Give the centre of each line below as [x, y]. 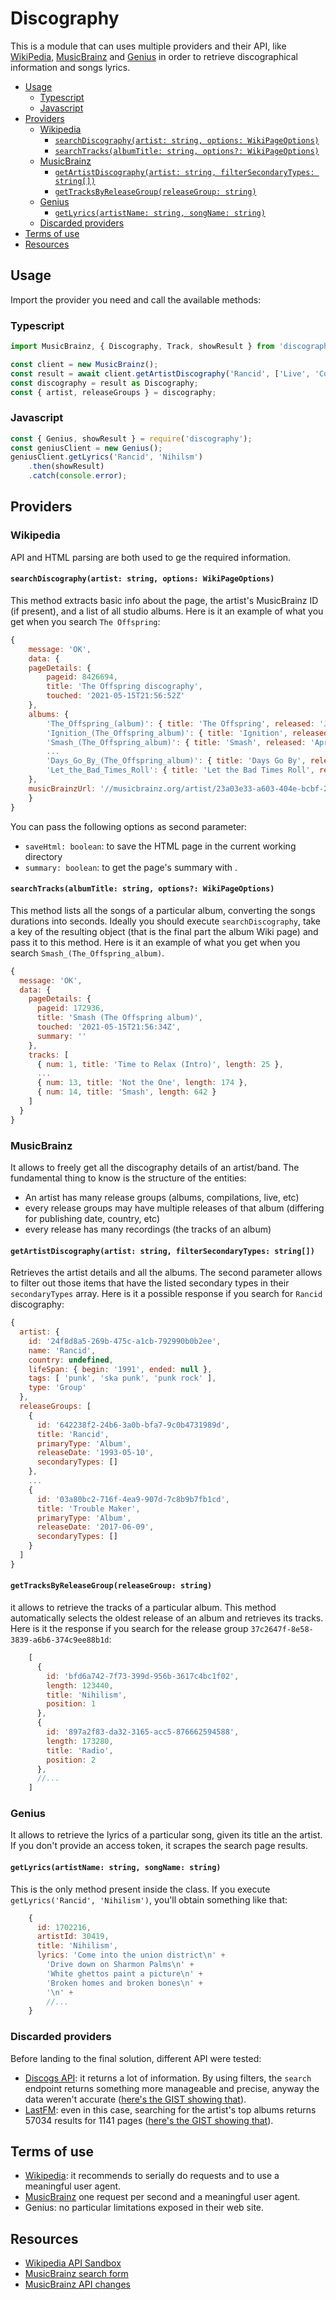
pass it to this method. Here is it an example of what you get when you [155, 942]
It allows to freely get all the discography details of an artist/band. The [155, 1167]
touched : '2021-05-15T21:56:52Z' [116, 696]
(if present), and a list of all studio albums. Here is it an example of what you [167, 611]
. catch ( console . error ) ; [78, 476]
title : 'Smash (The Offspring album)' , [119, 1018]
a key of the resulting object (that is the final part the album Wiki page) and [164, 931]
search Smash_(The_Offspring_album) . [87, 953]
